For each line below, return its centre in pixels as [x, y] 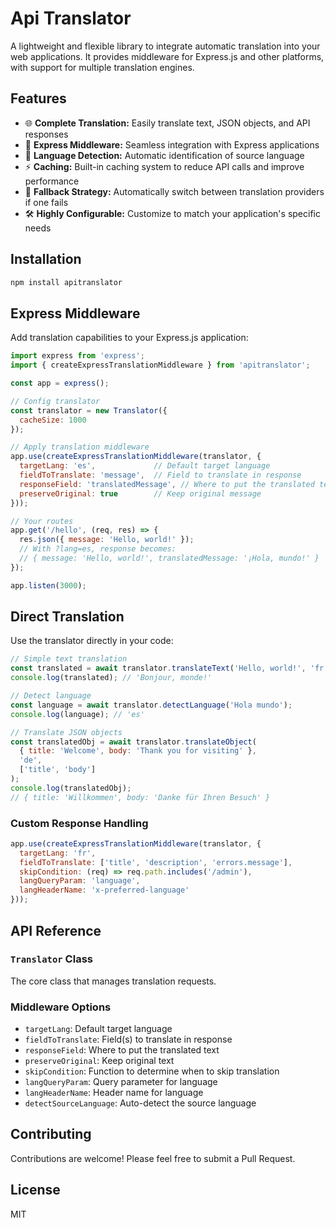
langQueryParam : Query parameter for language [121, 1082]
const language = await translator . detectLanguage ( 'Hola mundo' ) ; [151, 705]
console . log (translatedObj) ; [71, 788]
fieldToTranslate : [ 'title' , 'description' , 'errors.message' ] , [156, 862]
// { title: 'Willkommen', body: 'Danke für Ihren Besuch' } [140, 797]
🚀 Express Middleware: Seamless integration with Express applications [172, 144]
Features [38, 98]
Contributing [51, 1134]
